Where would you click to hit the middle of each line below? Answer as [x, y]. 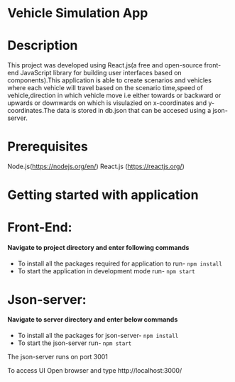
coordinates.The [31, 111]
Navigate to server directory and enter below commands [93, 320]
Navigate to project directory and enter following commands [98, 248]
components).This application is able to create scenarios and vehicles [109, 80]
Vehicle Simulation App [78, 13]
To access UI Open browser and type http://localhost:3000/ [95, 371]
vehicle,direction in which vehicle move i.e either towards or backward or [114, 95]
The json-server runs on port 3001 [58, 357]
